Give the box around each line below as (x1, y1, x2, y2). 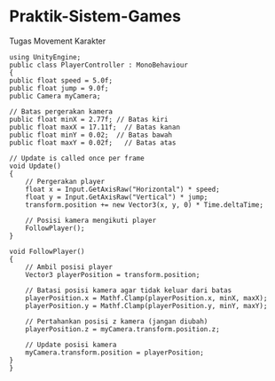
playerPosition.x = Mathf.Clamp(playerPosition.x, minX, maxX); (25, 293, 268, 303)
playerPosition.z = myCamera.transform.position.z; (25, 324, 220, 334)
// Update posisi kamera (25, 340, 117, 349)
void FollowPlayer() (9, 247, 86, 256)
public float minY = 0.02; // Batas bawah (9, 131, 173, 139)
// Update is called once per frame (9, 154, 145, 163)
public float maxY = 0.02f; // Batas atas (9, 138, 177, 147)
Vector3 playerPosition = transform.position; (25, 270, 200, 279)
